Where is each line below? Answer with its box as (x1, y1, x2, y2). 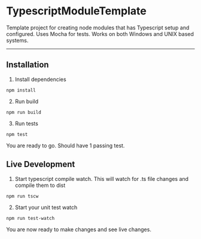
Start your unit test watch (14, 204, 78, 211)
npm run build (6, 109, 42, 115)
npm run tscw (6, 193, 39, 199)
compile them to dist (14, 181, 66, 189)
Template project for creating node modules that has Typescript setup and (6, 24, 190, 31)
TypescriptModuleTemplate (6, 4, 147, 18)
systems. (6, 37, 29, 44)
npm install (6, 87, 36, 93)
